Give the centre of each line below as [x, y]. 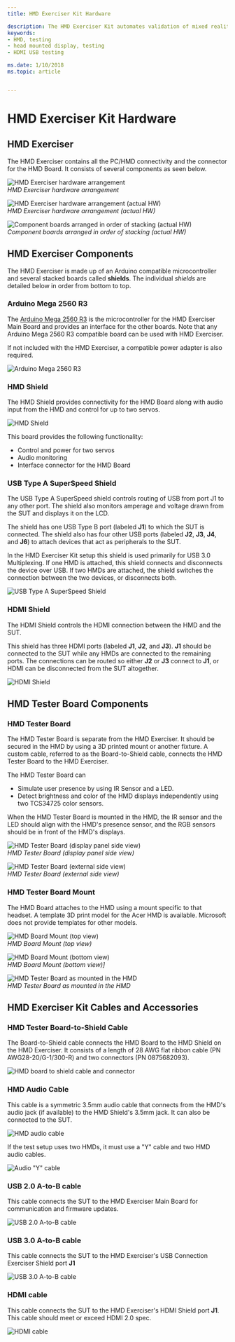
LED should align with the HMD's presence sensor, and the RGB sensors [111, 825]
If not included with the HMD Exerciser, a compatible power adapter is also [115, 347]
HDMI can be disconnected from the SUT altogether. [83, 668]
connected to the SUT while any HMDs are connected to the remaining [109, 653]
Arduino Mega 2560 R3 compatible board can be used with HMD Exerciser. [115, 334]
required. [20, 355]
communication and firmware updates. [63, 1209]
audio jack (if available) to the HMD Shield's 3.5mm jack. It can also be [109, 1112]
